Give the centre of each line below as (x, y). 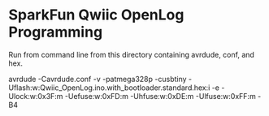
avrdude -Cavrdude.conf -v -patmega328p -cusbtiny (98, 79)
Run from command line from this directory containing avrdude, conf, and (131, 54)
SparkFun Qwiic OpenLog (96, 15)
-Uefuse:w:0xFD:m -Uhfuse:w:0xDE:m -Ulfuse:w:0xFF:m (160, 96)
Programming (56, 32)
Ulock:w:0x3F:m (36, 96)
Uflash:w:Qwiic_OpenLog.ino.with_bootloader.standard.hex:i (109, 88)
